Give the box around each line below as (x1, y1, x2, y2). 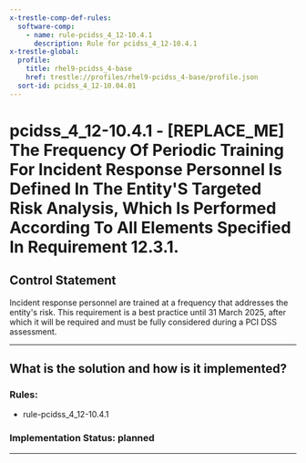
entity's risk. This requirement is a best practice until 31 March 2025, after (9, 306, 287, 317)
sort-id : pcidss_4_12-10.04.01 (17, 81, 137, 90)
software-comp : (17, 22, 76, 31)
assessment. (9, 325, 57, 337)
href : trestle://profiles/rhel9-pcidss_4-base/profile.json (25, 73, 259, 82)
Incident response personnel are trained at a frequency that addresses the (9, 297, 289, 308)
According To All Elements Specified (9, 217, 291, 238)
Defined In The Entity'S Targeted (9, 179, 262, 199)
